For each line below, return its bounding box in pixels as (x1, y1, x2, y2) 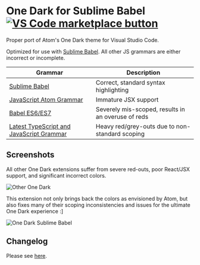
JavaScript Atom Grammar (9, 95, 83, 103)
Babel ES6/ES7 (9, 109, 52, 117)
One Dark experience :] (6, 207, 64, 214)
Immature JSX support (95, 95, 159, 103)
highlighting (95, 86, 129, 94)
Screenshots (6, 150, 55, 160)
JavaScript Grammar (9, 130, 67, 138)
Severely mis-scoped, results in (95, 105, 186, 113)
